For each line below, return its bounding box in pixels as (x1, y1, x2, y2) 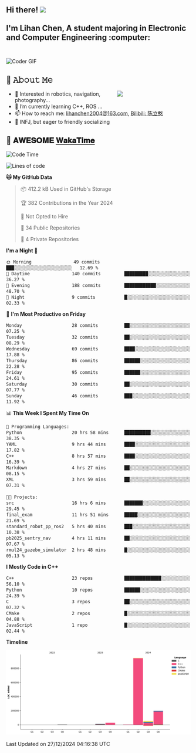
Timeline (6, 639, 28, 646)
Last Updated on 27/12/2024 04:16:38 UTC (6, 740, 110, 747)
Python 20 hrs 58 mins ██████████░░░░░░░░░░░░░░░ (6, 430, 191, 436)
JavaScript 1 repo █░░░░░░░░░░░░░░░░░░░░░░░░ (6, 622, 191, 629)
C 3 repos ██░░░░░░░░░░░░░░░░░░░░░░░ (6, 599, 191, 605)
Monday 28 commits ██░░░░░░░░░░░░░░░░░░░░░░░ (6, 323, 191, 329)
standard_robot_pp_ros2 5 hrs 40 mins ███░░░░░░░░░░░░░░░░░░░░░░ (6, 524, 191, 530)
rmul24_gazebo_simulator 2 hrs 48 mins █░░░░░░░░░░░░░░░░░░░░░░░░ (6, 547, 191, 553)
